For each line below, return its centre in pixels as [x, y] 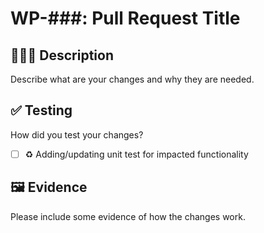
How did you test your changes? [77, 134]
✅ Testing [41, 110]
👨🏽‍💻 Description [62, 55]
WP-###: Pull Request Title [125, 18]
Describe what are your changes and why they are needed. [132, 79]
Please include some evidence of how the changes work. [128, 216]
